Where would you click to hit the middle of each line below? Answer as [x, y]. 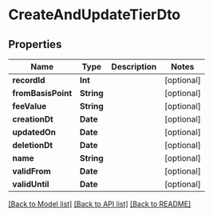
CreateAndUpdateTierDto [95, 15]
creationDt [33, 119]
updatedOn [34, 132]
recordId [29, 80]
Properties [35, 44]
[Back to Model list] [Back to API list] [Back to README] [100, 204]
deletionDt [33, 145]
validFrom [32, 171]
